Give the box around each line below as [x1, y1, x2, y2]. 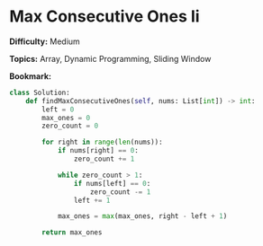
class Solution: [9, 88, 70, 97]
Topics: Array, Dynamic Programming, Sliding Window [9, 53, 212, 64]
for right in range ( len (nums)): [41, 137, 164, 147]
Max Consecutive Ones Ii [9, 6, 200, 27]
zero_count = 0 [41, 121, 99, 131]
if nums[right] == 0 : [57, 146, 140, 155]
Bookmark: [9, 70, 52, 82]
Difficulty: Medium [9, 36, 81, 47]
